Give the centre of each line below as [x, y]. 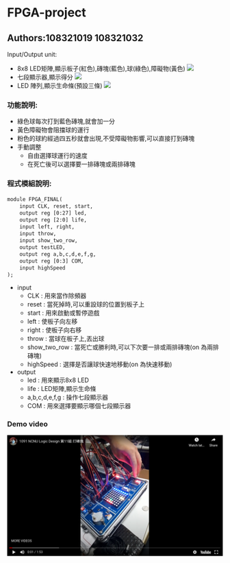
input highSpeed [43, 268]
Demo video [27, 424]
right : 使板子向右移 [54, 330]
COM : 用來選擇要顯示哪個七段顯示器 [79, 405]
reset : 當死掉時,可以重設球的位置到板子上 [86, 304]
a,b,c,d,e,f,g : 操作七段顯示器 [67, 397]
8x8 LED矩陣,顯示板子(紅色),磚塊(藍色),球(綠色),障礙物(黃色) [101, 69]
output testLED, [43, 247]
